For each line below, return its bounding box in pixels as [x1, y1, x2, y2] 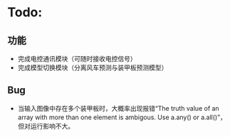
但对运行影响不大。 [17, 121, 75, 130]
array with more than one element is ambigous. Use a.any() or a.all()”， [17, 113, 226, 121]
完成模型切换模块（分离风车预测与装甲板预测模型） [17, 63, 168, 72]
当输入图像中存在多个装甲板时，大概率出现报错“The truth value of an [17, 104, 219, 112]
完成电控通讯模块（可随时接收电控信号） [17, 55, 137, 62]
